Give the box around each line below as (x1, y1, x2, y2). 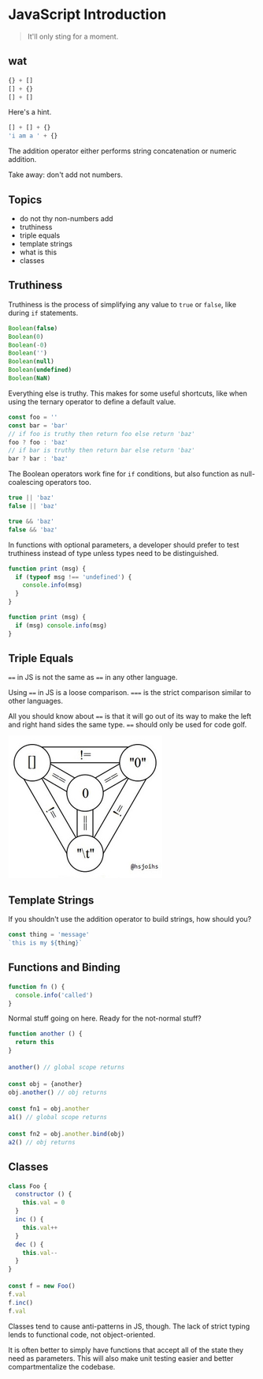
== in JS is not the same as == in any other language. (8, 673, 178, 682)
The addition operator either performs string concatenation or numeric (8, 146, 237, 156)
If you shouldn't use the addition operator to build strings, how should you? (8, 915, 252, 924)
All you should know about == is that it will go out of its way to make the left (8, 712, 252, 721)
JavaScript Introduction (8, 6, 167, 24)
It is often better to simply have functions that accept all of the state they (8, 1345, 244, 1355)
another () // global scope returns (8, 1063, 125, 1071)
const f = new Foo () (8, 1282, 76, 1290)
